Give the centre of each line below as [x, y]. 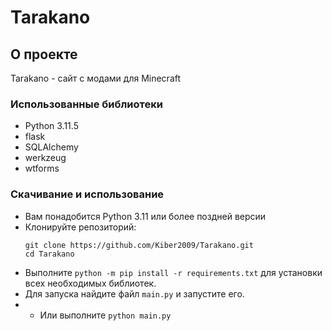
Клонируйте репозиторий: [80, 227]
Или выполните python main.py [105, 315]
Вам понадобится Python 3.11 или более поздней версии [145, 216]
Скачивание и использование [87, 194]
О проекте [44, 54]
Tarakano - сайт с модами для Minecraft [96, 78]
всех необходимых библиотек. [90, 283]
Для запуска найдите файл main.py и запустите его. [134, 293]
